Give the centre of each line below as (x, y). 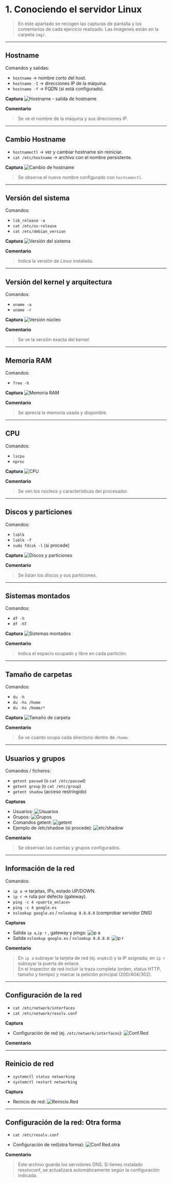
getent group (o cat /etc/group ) (47, 786)
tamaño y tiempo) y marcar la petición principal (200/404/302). (85, 974)
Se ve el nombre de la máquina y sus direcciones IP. (73, 119)
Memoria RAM (29, 360)
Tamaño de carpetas (39, 674)
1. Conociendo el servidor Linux (74, 9)
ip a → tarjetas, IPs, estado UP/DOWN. (54, 891)
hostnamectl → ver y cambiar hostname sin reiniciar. (68, 152)
